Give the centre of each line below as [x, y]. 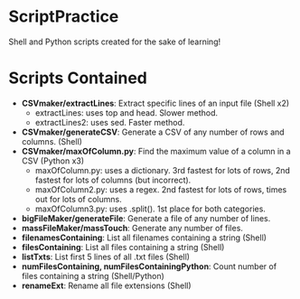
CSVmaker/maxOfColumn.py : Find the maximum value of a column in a [156, 151]
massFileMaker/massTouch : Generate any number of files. [132, 228]
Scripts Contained [78, 78]
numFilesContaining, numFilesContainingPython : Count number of [149, 266]
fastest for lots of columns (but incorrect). [113, 180]
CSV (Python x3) [53, 161]
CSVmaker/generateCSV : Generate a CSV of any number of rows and [153, 132]
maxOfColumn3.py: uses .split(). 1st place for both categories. [150, 209]
